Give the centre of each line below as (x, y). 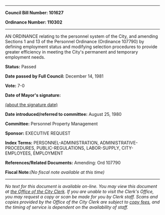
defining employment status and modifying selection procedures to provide (81, 47)
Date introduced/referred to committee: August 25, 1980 (63, 114)
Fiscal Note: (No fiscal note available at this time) (55, 172)
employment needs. (25, 57)
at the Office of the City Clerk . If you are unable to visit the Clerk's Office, (80, 191)
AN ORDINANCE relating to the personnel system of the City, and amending (82, 36)
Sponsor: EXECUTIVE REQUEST (38, 133)
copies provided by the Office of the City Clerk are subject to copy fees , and (82, 202)
